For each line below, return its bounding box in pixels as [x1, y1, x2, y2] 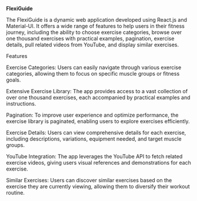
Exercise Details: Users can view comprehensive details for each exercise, [6, 129, 186, 136]
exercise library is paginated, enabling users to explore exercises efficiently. [6, 118, 190, 125]
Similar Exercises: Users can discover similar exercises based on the [6, 177, 172, 183]
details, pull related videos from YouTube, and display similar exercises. [6, 41, 179, 48]
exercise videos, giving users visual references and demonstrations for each [6, 159, 191, 166]
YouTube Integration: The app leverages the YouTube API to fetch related [6, 153, 183, 160]
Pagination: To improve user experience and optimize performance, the [6, 111, 179, 118]
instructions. [6, 100, 36, 107]
